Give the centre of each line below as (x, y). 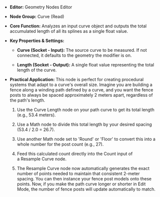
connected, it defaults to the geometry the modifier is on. (74, 55)
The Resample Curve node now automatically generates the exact (83, 168)
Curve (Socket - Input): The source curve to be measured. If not (82, 50)
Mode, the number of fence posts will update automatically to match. (86, 189)
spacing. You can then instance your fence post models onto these (84, 179)
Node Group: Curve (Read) (37, 16)
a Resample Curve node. (42, 159)
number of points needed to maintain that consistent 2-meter (78, 174)
